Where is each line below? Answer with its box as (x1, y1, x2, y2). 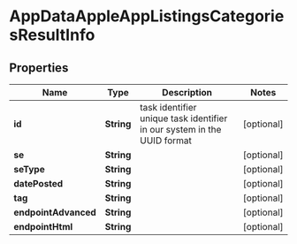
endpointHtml (13, 221, 73, 233)
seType (13, 164, 46, 175)
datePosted (13, 178, 64, 189)
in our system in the (140, 124, 222, 135)
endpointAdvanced (13, 206, 97, 218)
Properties (9, 60, 69, 75)
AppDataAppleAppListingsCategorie (9, 6, 285, 27)
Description (162, 87, 213, 98)
